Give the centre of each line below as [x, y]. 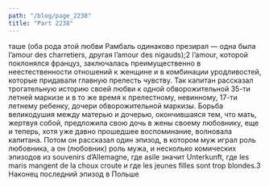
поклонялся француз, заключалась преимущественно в [105, 63]
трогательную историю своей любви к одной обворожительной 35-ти [130, 88]
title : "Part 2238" [41, 23]
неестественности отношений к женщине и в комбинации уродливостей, [135, 71]
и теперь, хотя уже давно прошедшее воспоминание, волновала [120, 131]
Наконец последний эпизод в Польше [74, 174]
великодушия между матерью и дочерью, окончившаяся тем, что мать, [132, 114]
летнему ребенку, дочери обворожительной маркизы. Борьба [116, 106]
